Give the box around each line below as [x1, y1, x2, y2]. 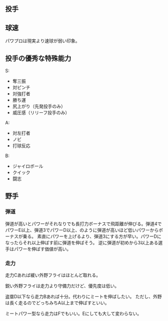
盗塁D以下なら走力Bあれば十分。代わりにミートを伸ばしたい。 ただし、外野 [5, 294, 162, 299]
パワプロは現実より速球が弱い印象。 [5, 38, 80, 44]
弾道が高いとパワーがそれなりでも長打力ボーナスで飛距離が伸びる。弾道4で [5, 221, 162, 227]
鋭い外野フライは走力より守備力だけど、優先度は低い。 [5, 283, 119, 289]
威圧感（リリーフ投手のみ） [12, 110, 70, 116]
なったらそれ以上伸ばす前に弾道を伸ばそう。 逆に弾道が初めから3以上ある [5, 239, 158, 245]
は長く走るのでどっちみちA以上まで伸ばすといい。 [5, 300, 109, 306]
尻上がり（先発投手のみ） [12, 103, 66, 109]
